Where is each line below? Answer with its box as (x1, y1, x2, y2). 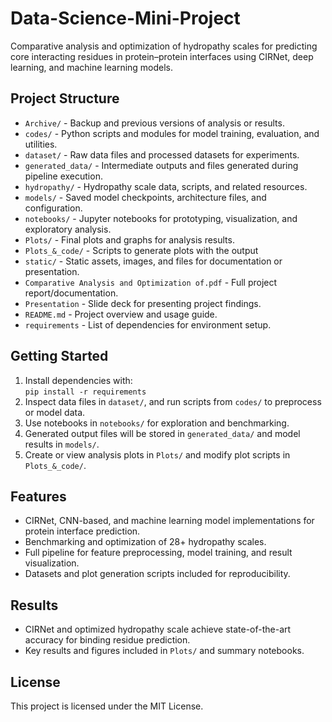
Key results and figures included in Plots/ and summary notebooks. (24, 645, 305, 657)
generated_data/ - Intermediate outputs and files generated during (24, 159, 299, 171)
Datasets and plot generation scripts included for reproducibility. (24, 568, 291, 580)
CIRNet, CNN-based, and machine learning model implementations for (24, 515, 315, 527)
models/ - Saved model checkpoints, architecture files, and (24, 191, 267, 203)
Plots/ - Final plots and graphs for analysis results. (24, 233, 235, 246)
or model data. (24, 406, 86, 418)
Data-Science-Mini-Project (10, 7, 241, 30)
